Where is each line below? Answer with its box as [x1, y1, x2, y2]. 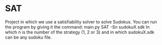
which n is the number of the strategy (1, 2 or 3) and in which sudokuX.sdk [5, 29, 155, 35]
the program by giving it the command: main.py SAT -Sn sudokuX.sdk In [5, 24, 150, 30]
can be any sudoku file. [5, 34, 52, 40]
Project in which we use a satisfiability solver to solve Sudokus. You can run [5, 19, 157, 25]
